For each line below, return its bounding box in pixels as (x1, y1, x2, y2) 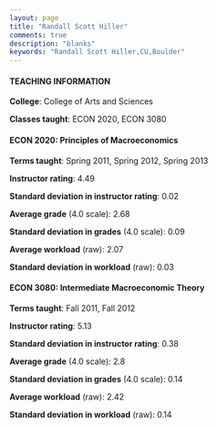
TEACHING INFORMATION (9, 75, 111, 87)
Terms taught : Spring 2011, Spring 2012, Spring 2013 (9, 155, 209, 166)
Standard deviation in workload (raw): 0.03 (9, 262, 175, 273)
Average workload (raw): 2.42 (9, 391, 125, 402)
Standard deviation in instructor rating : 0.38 (9, 337, 180, 348)
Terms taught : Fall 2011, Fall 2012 (9, 303, 136, 314)
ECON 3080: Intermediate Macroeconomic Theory (9, 283, 205, 294)
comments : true (9, 30, 67, 39)
